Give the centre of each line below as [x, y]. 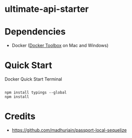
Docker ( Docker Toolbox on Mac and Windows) [60, 46]
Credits [20, 116]
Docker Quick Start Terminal [33, 79]
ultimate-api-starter [47, 9]
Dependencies [35, 32]
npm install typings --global [36, 92]
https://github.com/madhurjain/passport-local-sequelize [69, 130]
